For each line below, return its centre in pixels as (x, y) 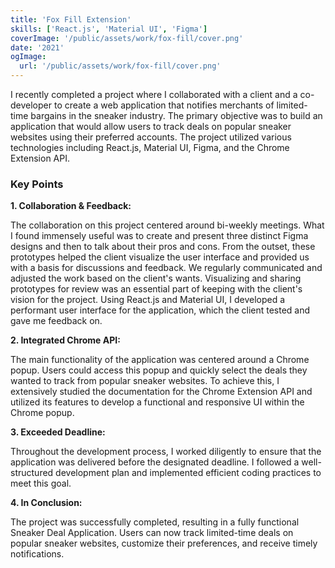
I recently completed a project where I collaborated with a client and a (154, 94)
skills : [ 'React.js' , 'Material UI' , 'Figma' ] (109, 29)
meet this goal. (41, 483)
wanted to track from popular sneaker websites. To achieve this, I (145, 381)
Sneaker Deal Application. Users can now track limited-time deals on (152, 533)
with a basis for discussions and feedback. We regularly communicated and (166, 268)
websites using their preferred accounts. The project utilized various (151, 137)
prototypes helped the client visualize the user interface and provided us (160, 257)
